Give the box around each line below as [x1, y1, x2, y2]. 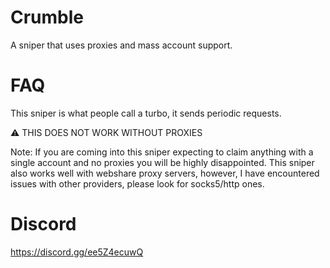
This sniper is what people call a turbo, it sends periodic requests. [10, 107, 282, 119]
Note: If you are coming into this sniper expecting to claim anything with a [10, 146, 314, 158]
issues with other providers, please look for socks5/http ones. [10, 177, 265, 190]
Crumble [10, 6, 85, 29]
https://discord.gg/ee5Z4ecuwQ [10, 246, 144, 258]
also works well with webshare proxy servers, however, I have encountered [10, 167, 320, 179]
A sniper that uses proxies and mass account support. [10, 39, 233, 51]
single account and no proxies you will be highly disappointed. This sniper [10, 156, 315, 168]
